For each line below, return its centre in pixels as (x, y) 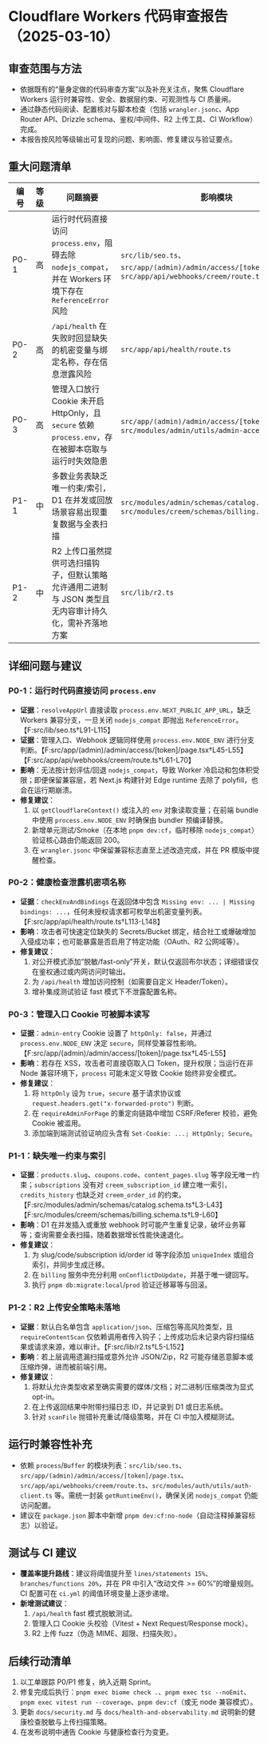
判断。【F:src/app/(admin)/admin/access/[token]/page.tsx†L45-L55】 (134, 750)
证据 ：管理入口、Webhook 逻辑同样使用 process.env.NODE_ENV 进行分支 (137, 740)
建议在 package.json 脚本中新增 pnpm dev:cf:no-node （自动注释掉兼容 (134, 1515)
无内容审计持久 (79, 611)
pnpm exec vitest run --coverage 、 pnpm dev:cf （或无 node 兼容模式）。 (138, 1702)
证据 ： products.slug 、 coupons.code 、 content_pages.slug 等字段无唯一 (136, 1175)
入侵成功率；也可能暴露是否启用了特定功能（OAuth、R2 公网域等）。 (132, 941)
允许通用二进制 (79, 587)
